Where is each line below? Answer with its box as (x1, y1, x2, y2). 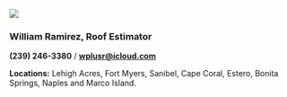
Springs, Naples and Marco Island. (9, 77, 137, 89)
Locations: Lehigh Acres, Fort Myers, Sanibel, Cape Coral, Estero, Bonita (9, 68, 279, 79)
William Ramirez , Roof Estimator (9, 30, 152, 42)
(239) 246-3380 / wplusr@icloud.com (9, 50, 157, 62)
